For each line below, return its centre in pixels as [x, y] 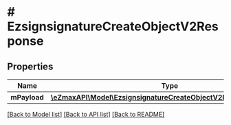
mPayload [27, 97]
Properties [30, 66]
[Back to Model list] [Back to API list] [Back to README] [86, 114]
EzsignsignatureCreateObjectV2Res [113, 26]
